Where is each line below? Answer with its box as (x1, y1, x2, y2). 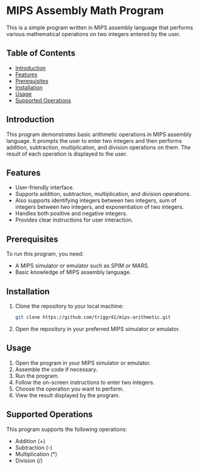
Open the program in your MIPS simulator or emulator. (15, 359, 151, 366)
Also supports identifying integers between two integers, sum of (15, 197, 176, 204)
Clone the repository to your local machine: (15, 303, 124, 309)
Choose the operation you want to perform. (15, 385, 124, 392)
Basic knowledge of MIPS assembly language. (15, 269, 131, 276)
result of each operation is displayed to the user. (6, 150, 128, 157)
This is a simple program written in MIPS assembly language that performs (6, 24, 194, 31)
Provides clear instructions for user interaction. (15, 216, 133, 223)
